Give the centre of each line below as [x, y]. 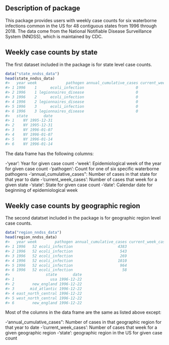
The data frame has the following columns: [50, 154]
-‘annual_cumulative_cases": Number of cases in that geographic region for [83, 322]
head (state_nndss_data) [30, 78]
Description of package [43, 8]
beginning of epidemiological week [41, 190]
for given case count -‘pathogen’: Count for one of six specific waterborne [82, 169]
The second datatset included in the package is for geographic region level [83, 218]
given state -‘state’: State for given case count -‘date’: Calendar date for [79, 185]
